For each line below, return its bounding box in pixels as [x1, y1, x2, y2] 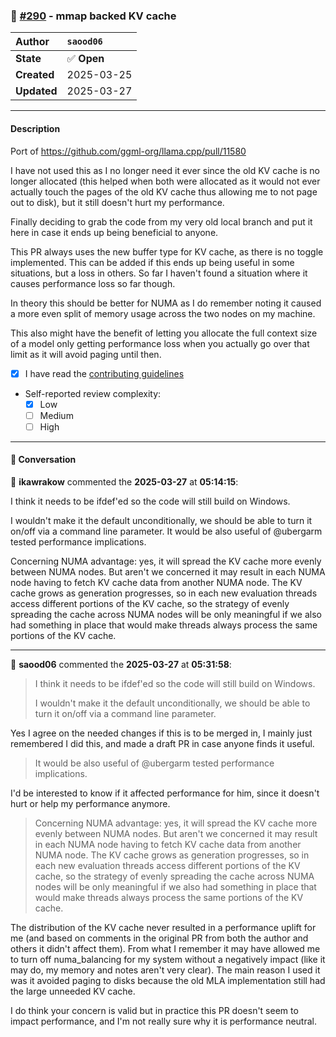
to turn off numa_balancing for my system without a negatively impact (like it [10, 953, 326, 965]
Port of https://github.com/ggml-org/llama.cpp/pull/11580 [10, 145, 247, 157]
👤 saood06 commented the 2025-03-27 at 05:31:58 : [10, 658, 232, 670]
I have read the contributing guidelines [24, 367, 185, 379]
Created [15, 68, 55, 82]
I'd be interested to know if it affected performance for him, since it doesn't [10, 787, 320, 799]
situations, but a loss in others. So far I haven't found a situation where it [10, 267, 308, 279]
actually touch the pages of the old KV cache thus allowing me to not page [10, 185, 318, 198]
